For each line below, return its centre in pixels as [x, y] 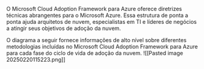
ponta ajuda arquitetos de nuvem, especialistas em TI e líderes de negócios [102, 22]
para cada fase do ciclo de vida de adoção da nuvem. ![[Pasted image [95, 53]
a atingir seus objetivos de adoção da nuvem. [64, 28]
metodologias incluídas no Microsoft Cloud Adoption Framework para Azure [102, 46]
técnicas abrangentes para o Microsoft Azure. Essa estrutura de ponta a [97, 15]
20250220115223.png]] [36, 60]
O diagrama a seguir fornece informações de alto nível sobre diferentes [96, 40]
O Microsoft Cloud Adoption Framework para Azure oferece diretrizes [94, 9]
